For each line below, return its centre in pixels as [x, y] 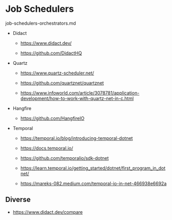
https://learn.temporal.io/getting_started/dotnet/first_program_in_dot [93, 168]
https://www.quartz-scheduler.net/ [57, 73]
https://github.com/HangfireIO [52, 118]
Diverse [18, 200]
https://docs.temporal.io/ [47, 148]
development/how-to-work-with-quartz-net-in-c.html [77, 98]
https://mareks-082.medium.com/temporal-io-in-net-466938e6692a [93, 184]
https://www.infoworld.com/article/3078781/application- [80, 93]
